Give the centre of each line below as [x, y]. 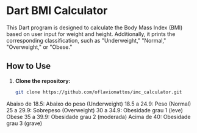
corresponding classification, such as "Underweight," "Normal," [86, 40]
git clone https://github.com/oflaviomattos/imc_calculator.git [99, 92]
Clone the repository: [43, 81]
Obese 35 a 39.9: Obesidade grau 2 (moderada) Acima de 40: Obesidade [99, 117]
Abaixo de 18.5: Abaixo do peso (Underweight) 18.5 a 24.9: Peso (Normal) [99, 104]
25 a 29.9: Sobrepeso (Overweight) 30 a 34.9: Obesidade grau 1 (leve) [95, 110]
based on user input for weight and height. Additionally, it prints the [91, 34]
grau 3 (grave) [24, 123]
